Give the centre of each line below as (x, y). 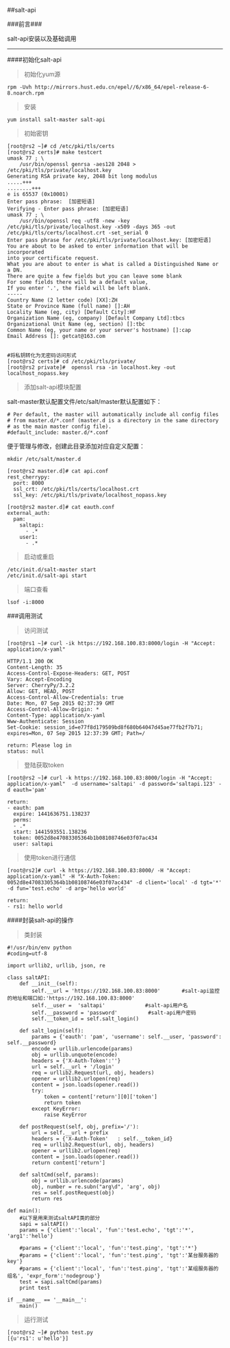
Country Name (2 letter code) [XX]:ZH (62, 300)
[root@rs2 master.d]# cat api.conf (58, 471)
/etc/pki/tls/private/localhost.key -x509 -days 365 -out (91, 227)
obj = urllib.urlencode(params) (78, 1181)
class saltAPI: (29, 978)
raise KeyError (65, 1115)
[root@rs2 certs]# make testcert (55, 152)
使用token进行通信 (50, 857)
